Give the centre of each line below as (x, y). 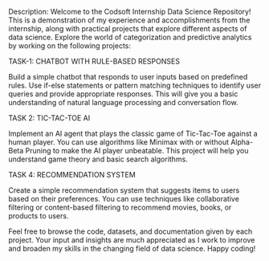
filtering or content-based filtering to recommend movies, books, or (120, 207)
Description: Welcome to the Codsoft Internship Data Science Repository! (130, 12)
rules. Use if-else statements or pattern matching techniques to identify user (135, 85)
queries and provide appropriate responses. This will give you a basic (123, 94)
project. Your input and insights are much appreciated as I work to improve (132, 240)
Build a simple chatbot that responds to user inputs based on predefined (128, 77)
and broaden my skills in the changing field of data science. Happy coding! (132, 249)
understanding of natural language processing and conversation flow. (123, 102)
